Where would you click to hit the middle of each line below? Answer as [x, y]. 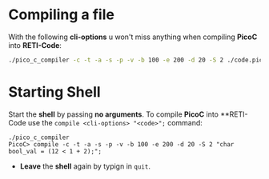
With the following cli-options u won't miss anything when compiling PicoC [133, 37]
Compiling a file [61, 15]
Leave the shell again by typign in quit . [85, 166]
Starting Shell [55, 92]
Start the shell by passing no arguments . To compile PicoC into [113, 114]
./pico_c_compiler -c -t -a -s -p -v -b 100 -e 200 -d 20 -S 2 [116, 60]
